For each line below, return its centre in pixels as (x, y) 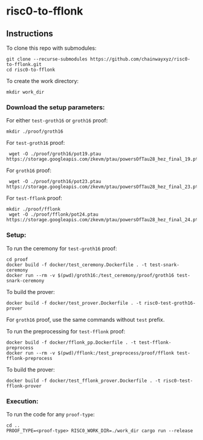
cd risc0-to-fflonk (31, 70)
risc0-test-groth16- (170, 303)
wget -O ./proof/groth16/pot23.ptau (55, 182)
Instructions (30, 34)
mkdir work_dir (25, 92)
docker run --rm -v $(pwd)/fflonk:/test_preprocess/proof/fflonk (90, 353)
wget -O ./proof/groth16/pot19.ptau (55, 154)
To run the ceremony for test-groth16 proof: (62, 248)
